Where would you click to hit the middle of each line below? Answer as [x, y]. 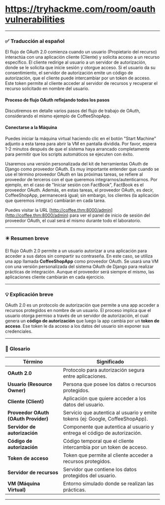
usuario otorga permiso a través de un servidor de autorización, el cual [77, 316]
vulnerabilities [35, 19]
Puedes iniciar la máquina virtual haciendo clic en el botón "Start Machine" [81, 138]
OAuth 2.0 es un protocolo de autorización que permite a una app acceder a [82, 305]
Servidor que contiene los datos [100, 469]
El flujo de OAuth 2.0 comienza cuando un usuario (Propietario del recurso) [81, 52]
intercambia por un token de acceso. [105, 447]
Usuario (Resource [30, 384]
